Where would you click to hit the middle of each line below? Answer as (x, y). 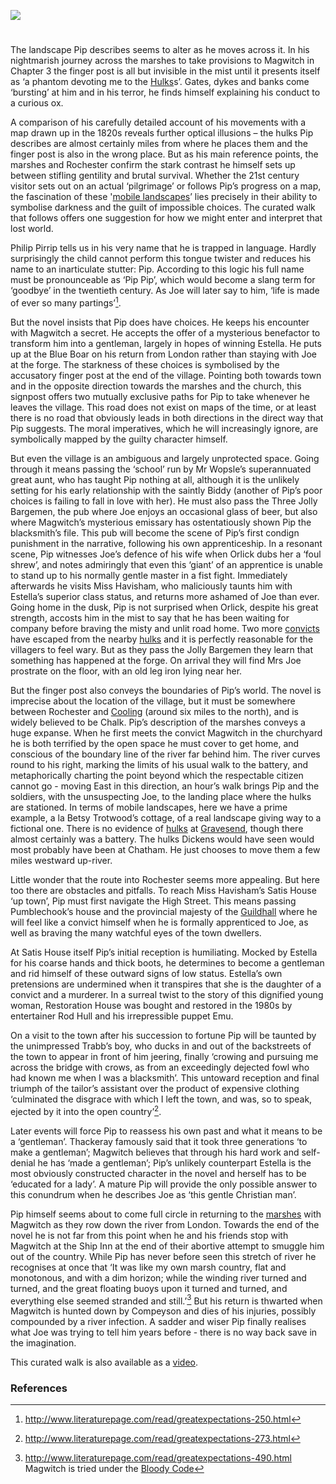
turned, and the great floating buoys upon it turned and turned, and (149, 1288)
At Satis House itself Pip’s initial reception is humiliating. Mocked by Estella (164, 952)
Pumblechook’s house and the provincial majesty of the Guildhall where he (164, 911)
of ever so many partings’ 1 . (66, 302)
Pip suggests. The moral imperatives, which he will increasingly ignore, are (164, 428)
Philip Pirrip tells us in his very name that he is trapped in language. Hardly (163, 248)
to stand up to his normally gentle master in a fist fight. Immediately (149, 575)
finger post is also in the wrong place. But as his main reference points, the (164, 154)
